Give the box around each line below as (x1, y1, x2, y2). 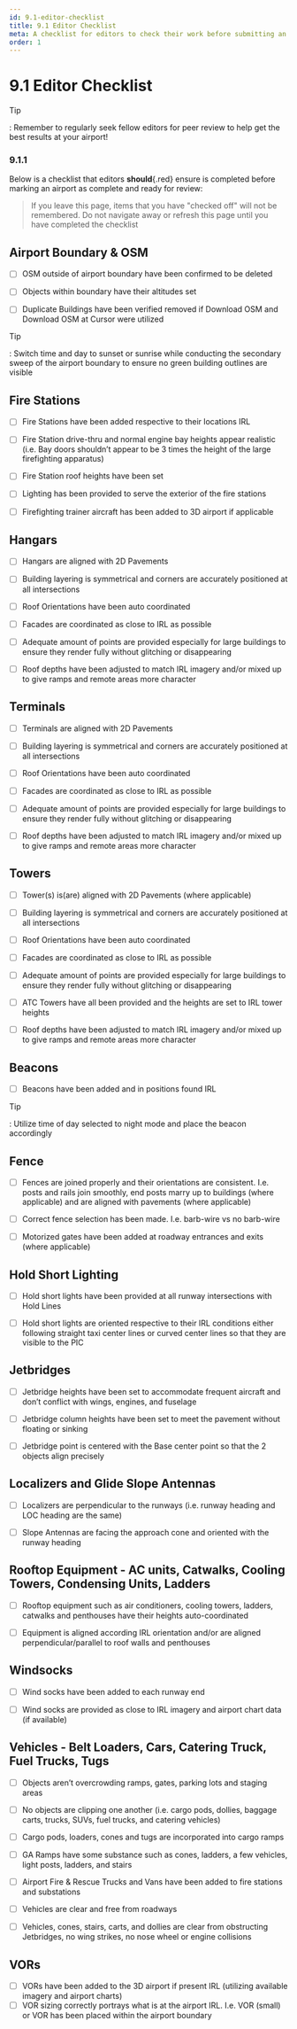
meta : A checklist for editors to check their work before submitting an (9, 29, 287, 38)
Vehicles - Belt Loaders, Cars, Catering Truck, (9, 1740, 267, 1755)
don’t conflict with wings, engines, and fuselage (21, 1396, 197, 1407)
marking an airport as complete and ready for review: (9, 183, 203, 194)
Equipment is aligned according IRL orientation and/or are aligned (21, 1627, 262, 1637)
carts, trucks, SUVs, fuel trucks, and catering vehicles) (21, 1814, 221, 1825)
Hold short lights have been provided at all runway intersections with (21, 1290, 272, 1301)
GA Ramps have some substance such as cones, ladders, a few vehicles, (21, 1849, 288, 1860)
